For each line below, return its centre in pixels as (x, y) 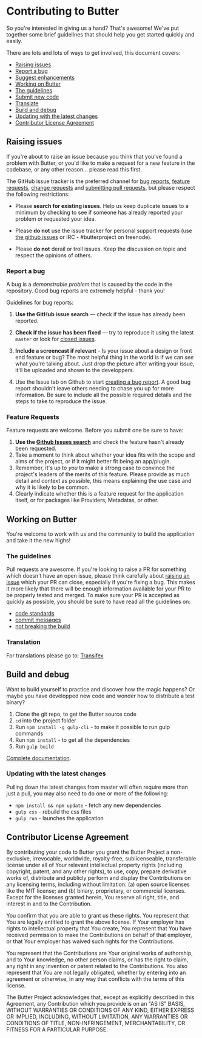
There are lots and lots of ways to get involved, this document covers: (93, 52)
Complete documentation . (39, 758)
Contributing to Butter (63, 11)
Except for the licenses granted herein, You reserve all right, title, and (93, 897)
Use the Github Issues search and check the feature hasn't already (99, 442)
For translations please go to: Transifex (55, 656)
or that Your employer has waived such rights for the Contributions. (90, 941)
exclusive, (19, 858)
